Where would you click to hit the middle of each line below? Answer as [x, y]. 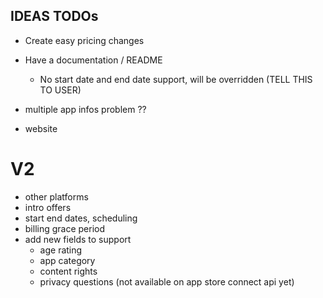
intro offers [48, 207]
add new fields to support [78, 239]
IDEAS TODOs [54, 16]
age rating [61, 250]
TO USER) [60, 90]
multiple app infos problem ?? [85, 109]
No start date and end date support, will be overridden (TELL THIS [176, 79]
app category [67, 260]
